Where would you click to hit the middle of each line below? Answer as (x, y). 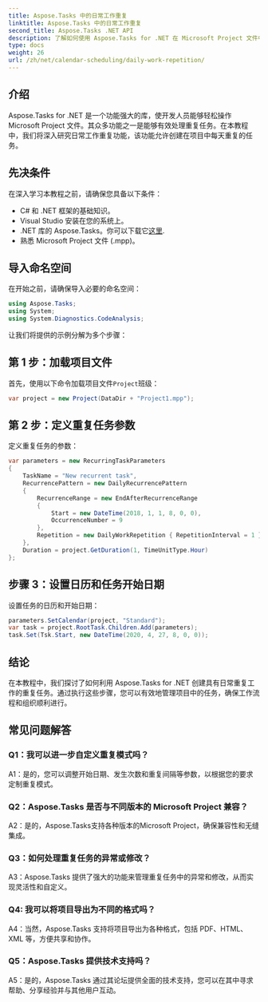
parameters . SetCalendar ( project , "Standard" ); (87, 620)
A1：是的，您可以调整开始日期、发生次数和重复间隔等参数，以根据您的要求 (131, 774)
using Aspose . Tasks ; (43, 304)
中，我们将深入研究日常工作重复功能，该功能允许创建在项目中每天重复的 (127, 135)
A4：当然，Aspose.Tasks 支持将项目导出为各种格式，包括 (103, 929)
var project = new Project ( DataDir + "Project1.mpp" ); (101, 398)
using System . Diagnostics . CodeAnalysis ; (77, 319)
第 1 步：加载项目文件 (60, 363)
